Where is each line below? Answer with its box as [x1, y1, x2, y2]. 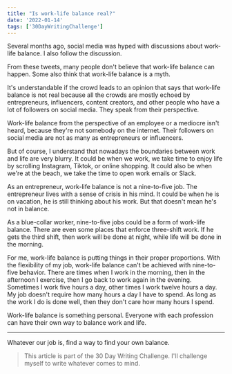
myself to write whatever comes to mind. [23, 359, 140, 368]
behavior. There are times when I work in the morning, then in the [19, 268, 205, 277]
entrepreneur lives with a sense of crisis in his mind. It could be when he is [7, 190, 220, 198]
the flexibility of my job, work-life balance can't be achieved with [7, 261, 191, 269]
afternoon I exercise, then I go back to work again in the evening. [7, 276, 192, 284]
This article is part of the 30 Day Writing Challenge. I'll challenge [23, 352, 208, 360]
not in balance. [7, 205, 50, 213]
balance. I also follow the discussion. [17, 49, 122, 57]
